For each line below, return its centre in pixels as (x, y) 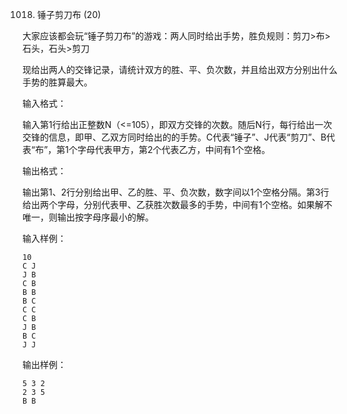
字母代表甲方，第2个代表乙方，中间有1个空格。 (174, 149)
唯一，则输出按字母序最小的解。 (88, 217)
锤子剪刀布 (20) (69, 14)
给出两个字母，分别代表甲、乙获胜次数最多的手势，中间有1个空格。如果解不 (177, 204)
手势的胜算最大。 (57, 82)
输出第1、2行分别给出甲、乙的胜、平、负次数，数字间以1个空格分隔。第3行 (176, 192)
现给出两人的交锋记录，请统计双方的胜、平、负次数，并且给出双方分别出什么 (180, 69)
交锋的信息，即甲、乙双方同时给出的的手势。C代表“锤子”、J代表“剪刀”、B (174, 137)
